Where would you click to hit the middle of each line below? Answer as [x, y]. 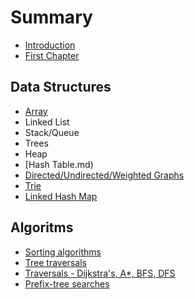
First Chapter [52, 55]
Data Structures [61, 87]
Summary [51, 17]
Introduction [50, 45]
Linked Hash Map [61, 196]
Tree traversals [55, 262]
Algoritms [42, 227]
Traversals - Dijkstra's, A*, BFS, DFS [100, 273]
